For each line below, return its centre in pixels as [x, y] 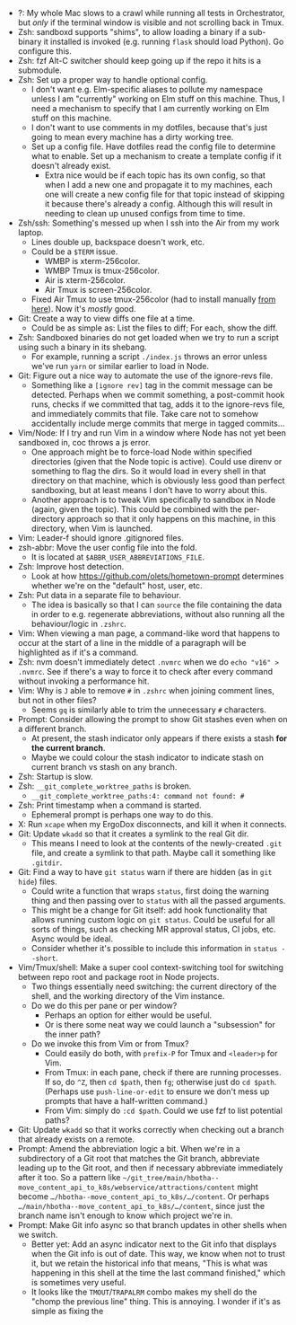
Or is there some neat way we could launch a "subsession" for [160, 1025]
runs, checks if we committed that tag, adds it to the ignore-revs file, [158, 404]
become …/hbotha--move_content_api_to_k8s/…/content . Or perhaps [144, 1197]
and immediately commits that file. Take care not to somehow [144, 414]
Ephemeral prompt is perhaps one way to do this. [122, 815]
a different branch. [52, 729]
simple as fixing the [67, 1311]
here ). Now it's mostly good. [83, 309]
